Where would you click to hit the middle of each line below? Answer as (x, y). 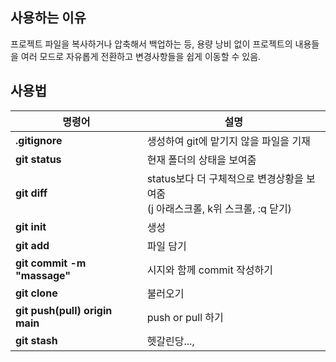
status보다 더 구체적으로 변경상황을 (225, 178)
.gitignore (39, 140)
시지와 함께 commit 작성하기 (209, 270)
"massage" (43, 275)
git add (32, 245)
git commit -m (51, 263)
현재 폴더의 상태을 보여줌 (201, 160)
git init (31, 226)
